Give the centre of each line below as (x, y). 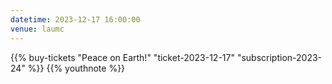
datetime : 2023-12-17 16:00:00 (75, 19)
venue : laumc (37, 29)
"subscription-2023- (279, 57)
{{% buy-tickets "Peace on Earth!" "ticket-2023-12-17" (122, 57)
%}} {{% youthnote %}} (76, 68)
